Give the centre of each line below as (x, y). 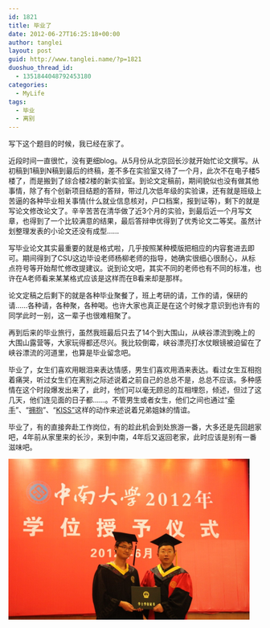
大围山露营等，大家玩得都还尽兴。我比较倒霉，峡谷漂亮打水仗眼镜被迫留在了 (135, 343)
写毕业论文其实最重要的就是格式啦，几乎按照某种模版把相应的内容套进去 (128, 248)
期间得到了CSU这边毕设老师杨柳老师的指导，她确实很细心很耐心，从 (135, 258)
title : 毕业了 (30, 25)
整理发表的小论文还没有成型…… (67, 231)
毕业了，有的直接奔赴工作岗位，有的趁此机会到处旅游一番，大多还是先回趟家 (135, 427)
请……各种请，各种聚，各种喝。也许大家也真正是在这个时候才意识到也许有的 (134, 306)
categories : (28, 84)
